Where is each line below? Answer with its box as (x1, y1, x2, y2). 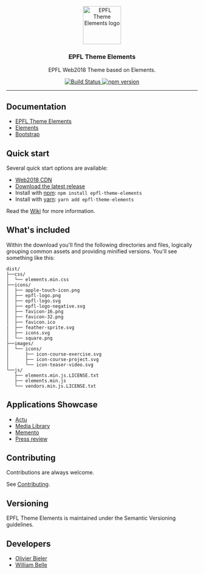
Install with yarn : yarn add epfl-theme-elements (15, 195, 134, 203)
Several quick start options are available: (6, 164, 108, 172)
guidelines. (6, 521, 34, 528)
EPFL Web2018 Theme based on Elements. (48, 66, 156, 74)
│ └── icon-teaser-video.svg (6, 362, 94, 368)
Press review (15, 435, 48, 443)
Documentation (6, 101, 67, 112)
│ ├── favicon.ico (6, 319, 56, 325)
